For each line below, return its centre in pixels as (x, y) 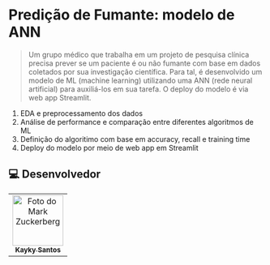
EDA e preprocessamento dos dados (81, 113)
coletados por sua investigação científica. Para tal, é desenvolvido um (145, 71)
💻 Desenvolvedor (55, 175)
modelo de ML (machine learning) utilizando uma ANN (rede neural (140, 80)
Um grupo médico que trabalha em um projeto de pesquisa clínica (139, 54)
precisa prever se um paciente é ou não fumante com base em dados (144, 63)
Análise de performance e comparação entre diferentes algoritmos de (137, 122)
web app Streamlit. (60, 97)
